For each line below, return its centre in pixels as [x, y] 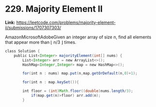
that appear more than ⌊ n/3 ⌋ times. [41, 42]
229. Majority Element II [54, 9]
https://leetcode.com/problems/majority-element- [66, 22]
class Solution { [23, 51]
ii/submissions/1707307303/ [33, 27]
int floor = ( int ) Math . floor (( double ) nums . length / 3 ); [78, 91]
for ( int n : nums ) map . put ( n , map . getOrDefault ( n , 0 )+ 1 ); [80, 73]
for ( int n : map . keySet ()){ [51, 82]
